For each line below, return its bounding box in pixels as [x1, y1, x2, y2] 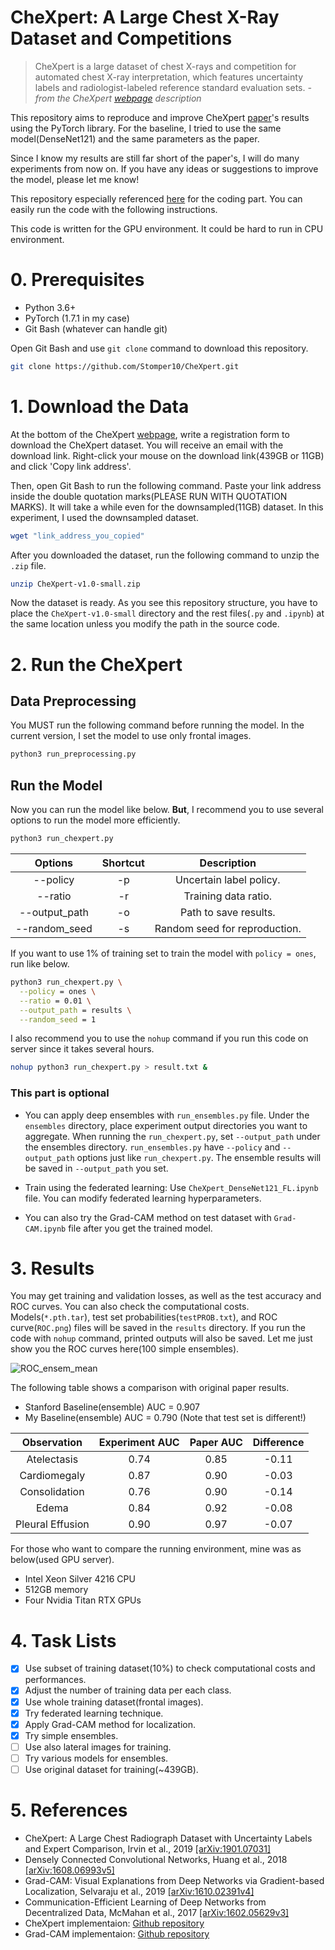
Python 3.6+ [24, 301, 77, 313]
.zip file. [10, 559, 47, 571]
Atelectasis [26, 1452, 79, 1466]
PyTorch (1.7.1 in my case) [24, 312, 130, 324]
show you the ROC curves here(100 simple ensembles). [10, 1343, 240, 1355]
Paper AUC [189, 1436, 243, 1450]
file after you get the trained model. [68, 1222, 213, 1234]
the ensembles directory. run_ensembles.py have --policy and [24, 1141, 281, 1153]
